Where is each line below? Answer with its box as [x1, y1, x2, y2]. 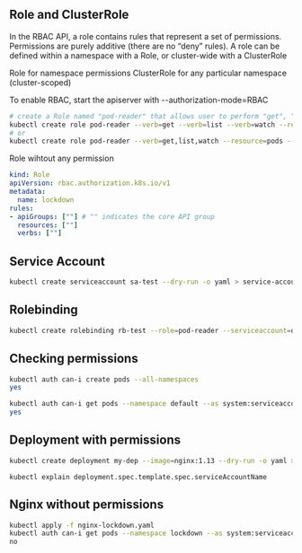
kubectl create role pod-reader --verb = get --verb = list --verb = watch [9, 120, 276, 129]
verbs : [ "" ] [17, 229, 63, 238]
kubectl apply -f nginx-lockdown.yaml [9, 521, 155, 530]
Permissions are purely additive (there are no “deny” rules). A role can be [9, 40, 280, 51]
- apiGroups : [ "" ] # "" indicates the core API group [9, 212, 216, 221]
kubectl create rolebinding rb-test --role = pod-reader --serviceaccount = [9, 326, 292, 335]
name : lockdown [17, 195, 75, 205]
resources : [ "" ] [17, 220, 78, 230]
